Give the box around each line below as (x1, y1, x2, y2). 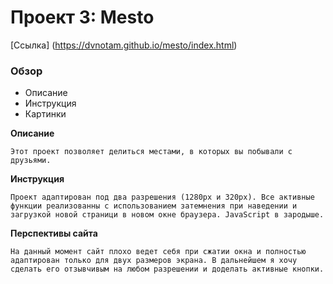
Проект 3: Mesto (10, 6, 155, 29)
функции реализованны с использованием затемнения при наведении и (10, 201, 298, 211)
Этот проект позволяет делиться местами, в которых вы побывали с (10, 147, 293, 157)
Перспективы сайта (10, 227, 98, 240)
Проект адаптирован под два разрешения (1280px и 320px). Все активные (10, 192, 315, 203)
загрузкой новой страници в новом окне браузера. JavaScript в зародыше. (10, 210, 325, 220)
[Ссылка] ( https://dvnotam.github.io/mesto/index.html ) (10, 39, 238, 51)
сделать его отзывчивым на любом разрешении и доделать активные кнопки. (10, 264, 325, 275)
